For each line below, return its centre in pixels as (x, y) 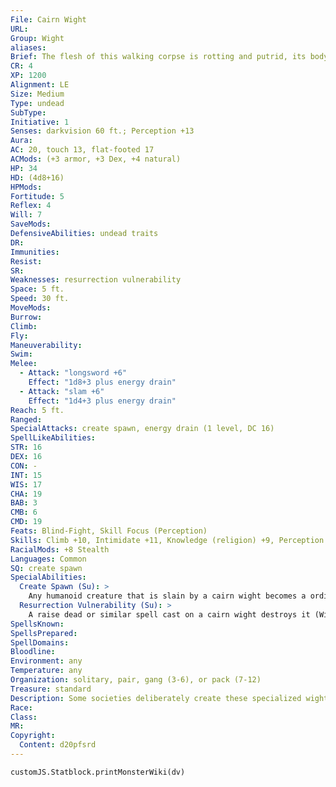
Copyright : (33, 736)
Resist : (26, 261)
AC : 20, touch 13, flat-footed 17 (82, 150)
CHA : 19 (26, 494)
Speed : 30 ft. (40, 299)
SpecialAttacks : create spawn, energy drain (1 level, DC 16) (142, 429)
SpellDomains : (40, 642)
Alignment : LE (40, 85)
